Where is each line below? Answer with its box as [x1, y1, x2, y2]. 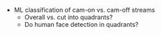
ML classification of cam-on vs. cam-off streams [13, 6, 156, 14]
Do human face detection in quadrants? [24, 21, 139, 28]
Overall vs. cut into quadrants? [24, 13, 114, 21]
